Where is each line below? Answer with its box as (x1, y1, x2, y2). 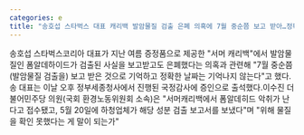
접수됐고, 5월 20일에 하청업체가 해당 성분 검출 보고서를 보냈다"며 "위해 (25, 104, 275, 115)
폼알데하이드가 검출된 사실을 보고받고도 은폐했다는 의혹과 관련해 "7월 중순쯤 (25, 59, 293, 70)
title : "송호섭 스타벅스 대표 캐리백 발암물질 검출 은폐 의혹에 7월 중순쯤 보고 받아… (9, 22, 287, 31)
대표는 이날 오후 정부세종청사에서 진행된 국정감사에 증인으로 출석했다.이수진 (18, 82, 285, 92)
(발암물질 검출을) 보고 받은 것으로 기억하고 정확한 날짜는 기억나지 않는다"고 (9, 70, 273, 82)
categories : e (9, 13, 63, 23)
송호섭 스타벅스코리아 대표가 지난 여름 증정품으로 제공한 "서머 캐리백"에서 (9, 47, 269, 59)
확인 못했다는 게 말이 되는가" (18, 115, 119, 127)
